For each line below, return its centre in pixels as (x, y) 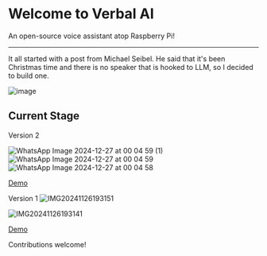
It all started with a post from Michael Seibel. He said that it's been (117, 58)
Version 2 (24, 135)
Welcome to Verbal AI (81, 14)
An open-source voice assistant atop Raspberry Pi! (91, 36)
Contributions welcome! (47, 244)
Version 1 (23, 198)
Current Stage (44, 116)
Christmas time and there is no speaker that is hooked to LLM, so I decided (131, 67)
